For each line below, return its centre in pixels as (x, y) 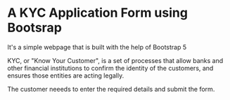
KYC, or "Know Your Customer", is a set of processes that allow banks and (115, 60)
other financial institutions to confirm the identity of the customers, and (110, 68)
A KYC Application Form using (98, 13)
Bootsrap (34, 28)
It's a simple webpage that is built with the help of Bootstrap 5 (97, 47)
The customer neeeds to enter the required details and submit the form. (111, 89)
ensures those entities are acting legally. (66, 76)
